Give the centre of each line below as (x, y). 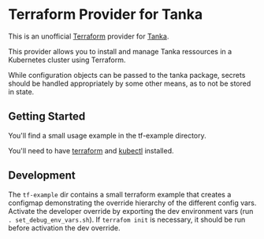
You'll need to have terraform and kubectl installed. (91, 150)
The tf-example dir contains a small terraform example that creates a (120, 194)
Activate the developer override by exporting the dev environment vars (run (131, 211)
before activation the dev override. (64, 228)
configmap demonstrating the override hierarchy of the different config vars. (132, 203)
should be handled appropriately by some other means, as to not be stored (130, 83)
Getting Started (47, 117)
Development (42, 176)
